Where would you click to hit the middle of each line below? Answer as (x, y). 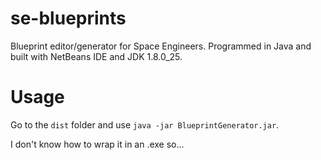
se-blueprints (68, 18)
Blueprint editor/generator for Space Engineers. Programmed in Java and (161, 46)
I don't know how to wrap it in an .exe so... (97, 144)
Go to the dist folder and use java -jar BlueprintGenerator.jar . (145, 124)
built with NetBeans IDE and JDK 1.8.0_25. (96, 56)
